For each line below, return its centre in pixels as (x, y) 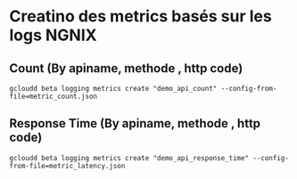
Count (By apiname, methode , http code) (126, 68)
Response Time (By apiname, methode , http (135, 123)
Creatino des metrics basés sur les (140, 16)
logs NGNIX (53, 35)
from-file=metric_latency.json (67, 166)
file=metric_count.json (54, 96)
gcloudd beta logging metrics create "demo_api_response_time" (129, 158)
